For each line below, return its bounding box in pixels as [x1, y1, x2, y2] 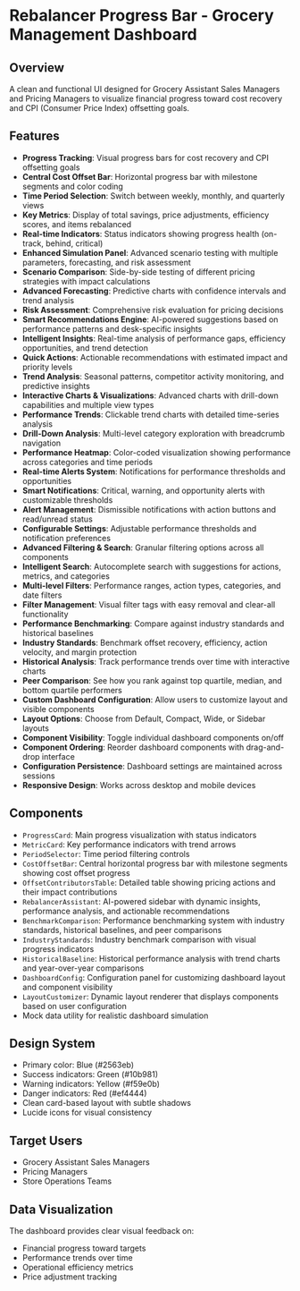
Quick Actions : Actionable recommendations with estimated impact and [21, 352, 288, 362]
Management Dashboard [9, 24, 198, 45]
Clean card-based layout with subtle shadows [21, 1098, 192, 1108]
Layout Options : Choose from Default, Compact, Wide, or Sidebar [21, 713, 266, 724]
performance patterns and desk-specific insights [21, 323, 203, 334]
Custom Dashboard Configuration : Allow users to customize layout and [21, 694, 288, 705]
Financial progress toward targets [21, 1243, 146, 1253]
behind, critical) [46, 238, 104, 249]
